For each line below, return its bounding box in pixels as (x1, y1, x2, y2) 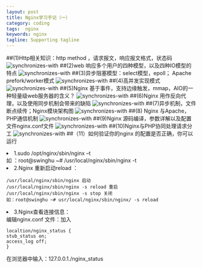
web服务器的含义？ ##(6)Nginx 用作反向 (27, 92, 181, 99)
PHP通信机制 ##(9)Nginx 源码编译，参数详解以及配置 (6, 115, 192, 122)
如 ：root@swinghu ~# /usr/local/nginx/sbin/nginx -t (6, 157, 137, 164)
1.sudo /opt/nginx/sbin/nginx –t (14, 149, 91, 157)
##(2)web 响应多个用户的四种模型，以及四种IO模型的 (60, 62, 192, 69)
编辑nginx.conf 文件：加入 (6, 216, 71, 223)
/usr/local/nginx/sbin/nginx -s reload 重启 (6, 184, 118, 190)
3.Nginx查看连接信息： (14, 208, 71, 215)
